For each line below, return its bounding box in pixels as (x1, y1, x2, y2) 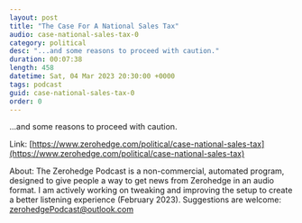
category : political (9, 38, 87, 48)
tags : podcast (9, 80, 63, 89)
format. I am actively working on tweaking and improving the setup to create (9, 185, 293, 196)
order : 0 (9, 96, 42, 106)
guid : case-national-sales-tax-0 (9, 88, 135, 97)
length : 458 (9, 64, 54, 73)
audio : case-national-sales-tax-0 (9, 30, 140, 39)
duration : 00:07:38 (9, 55, 83, 64)
